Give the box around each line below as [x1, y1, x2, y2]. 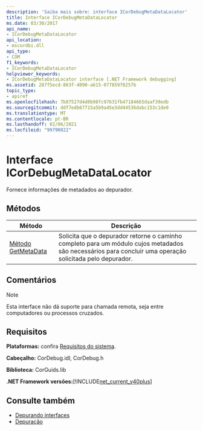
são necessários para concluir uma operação [58, 246, 187, 255]
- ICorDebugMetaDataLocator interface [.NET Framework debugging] [6, 76, 177, 82]
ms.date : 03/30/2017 [6, 20, 59, 26]
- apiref [6, 93, 28, 99]
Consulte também [6, 395, 76, 406]
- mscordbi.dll [6, 43, 45, 49]
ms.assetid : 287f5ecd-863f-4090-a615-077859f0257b [6, 82, 137, 88]
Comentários [6, 275, 57, 285]
